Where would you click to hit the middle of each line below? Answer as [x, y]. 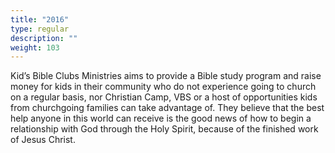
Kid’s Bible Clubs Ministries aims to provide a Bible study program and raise [166, 76]
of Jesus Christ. [43, 140]
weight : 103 [35, 47]
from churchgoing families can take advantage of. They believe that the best [167, 108]
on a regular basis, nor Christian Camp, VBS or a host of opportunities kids [164, 97]
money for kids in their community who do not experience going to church [163, 87]
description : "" [44, 38]
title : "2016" [40, 19]
